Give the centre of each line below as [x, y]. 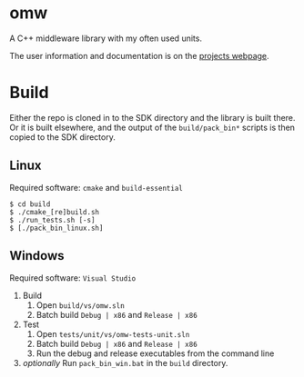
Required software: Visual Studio [73, 278]
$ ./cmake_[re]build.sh [55, 212]
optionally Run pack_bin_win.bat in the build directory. [125, 362]
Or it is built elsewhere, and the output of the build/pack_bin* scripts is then [152, 127]
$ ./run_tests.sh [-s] [52, 220]
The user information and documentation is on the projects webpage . [140, 55]
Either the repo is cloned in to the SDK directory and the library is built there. [152, 117]
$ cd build [30, 204]
